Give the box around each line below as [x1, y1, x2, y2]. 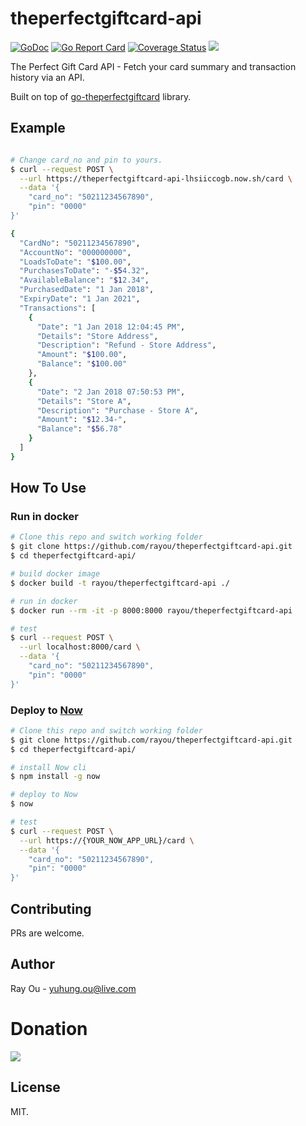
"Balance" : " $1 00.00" [36, 359, 128, 369]
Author [10, 956, 55, 973]
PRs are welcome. [10, 927, 85, 939]
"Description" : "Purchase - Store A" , [36, 405, 199, 416]
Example [10, 120, 66, 137]
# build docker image [10, 569, 101, 579]
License [10, 1079, 61, 1096]
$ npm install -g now [10, 772, 101, 782]
